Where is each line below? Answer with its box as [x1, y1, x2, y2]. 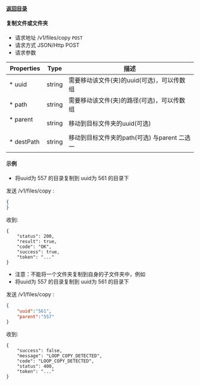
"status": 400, [17, 364, 55, 370]
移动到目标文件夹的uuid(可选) [68, 119, 151, 128]
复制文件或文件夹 [6, 20, 48, 27]
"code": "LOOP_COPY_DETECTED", [17, 358, 95, 364]
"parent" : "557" [17, 313, 55, 319]
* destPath [9, 137, 40, 145]
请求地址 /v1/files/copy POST [14, 34, 83, 41]
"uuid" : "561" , [17, 308, 52, 314]
